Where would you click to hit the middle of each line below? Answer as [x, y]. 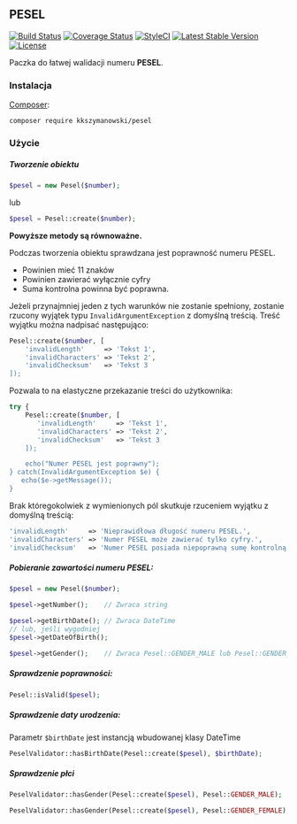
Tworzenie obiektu [44, 164]
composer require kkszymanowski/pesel [80, 121]
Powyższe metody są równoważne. [76, 235]
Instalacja [30, 85]
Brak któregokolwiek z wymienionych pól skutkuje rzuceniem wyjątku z [139, 505]
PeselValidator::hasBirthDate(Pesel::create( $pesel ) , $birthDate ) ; [136, 753]
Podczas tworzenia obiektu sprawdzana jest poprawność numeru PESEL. [142, 252]
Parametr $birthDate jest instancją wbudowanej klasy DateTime [125, 737]
